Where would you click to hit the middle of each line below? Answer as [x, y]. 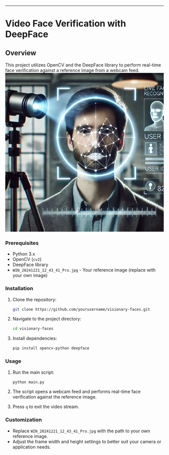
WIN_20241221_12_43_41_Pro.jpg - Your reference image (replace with [84, 270]
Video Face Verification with [66, 24]
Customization [24, 420]
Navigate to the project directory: [47, 319]
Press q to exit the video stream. [46, 407]
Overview [21, 53]
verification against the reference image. [55, 397]
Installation [19, 289]
